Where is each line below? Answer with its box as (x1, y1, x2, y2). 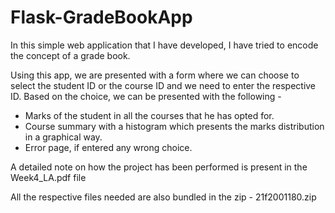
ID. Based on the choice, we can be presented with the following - (10, 90, 282, 102)
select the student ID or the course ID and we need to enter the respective (10, 79, 317, 91)
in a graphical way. (24, 131, 103, 143)
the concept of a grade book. (10, 49, 131, 61)
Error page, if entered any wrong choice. (24, 141, 193, 153)
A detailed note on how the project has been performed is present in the (10, 161, 308, 173)
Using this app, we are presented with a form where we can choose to (10, 69, 300, 81)
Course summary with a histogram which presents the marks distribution (24, 120, 325, 132)
